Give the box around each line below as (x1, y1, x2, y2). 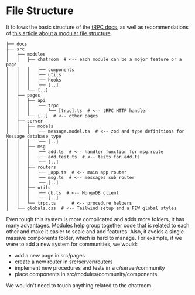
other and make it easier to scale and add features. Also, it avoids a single (6, 228, 184, 235)
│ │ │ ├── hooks (6, 77, 61, 83)
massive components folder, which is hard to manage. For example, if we (6, 234, 183, 241)
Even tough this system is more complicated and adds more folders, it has (6, 215, 185, 222)
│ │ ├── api (6, 97, 46, 103)
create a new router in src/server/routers (14, 258, 113, 265)
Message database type (6, 133, 61, 139)
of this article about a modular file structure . (6, 29, 112, 36)
